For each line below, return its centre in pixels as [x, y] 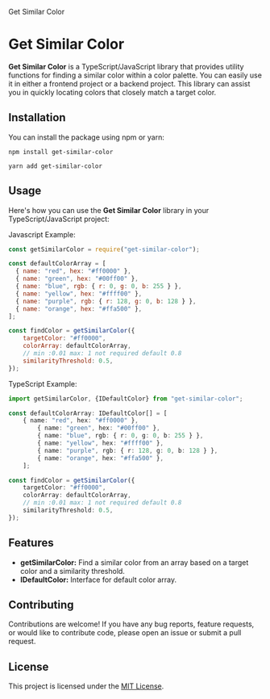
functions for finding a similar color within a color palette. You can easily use [135, 75]
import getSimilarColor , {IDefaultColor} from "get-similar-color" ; [126, 399]
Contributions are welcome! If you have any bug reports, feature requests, [131, 624]
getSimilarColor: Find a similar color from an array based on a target [134, 562]
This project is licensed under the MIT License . [86, 686]
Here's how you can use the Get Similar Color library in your [109, 210]
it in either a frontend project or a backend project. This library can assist [129, 83]
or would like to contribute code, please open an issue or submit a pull [125, 633]
